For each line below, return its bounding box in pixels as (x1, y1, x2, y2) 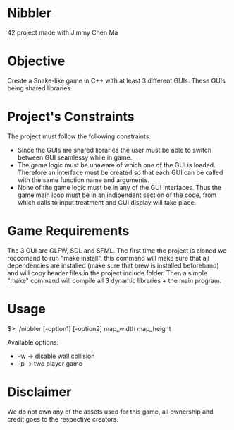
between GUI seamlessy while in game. (17, 153, 133, 162)
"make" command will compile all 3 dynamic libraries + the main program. (7, 276, 222, 285)
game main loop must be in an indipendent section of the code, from (17, 191, 217, 199)
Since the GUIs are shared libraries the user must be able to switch (17, 145, 212, 154)
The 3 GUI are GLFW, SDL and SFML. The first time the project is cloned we (7, 246, 227, 255)
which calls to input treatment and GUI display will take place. (17, 198, 197, 206)
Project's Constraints (7, 109, 135, 125)
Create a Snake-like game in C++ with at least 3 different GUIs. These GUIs (7, 76, 226, 85)
